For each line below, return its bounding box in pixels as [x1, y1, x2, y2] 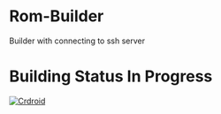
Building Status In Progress [9, 66, 213, 87]
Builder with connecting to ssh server [9, 35, 146, 46]
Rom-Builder [9, 6, 104, 27]
